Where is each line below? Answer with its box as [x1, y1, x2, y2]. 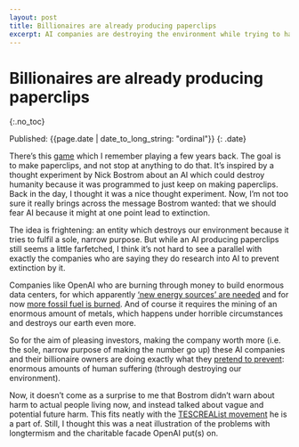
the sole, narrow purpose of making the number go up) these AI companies [9, 345, 286, 355]
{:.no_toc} [9, 117, 45, 127]
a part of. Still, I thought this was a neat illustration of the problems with [9, 419, 271, 429]
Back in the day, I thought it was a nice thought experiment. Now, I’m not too [9, 189, 289, 199]
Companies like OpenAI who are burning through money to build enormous [9, 280, 285, 290]
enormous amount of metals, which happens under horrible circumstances [9, 308, 283, 319]
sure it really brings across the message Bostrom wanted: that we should [9, 198, 277, 209]
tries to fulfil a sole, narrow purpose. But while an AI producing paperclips [9, 234, 279, 245]
